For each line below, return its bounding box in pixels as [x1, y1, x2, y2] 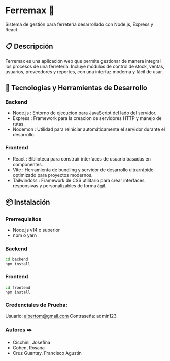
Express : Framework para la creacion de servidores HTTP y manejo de [12, 115, 162, 122]
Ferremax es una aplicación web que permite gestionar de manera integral [5, 58, 161, 64]
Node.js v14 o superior [12, 227, 60, 233]
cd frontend [5, 285, 30, 290]
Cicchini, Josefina [12, 339, 51, 346]
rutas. [12, 121, 25, 127]
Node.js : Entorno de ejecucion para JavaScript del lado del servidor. [12, 110, 157, 116]
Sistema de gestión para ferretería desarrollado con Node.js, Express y [5, 21, 154, 27]
